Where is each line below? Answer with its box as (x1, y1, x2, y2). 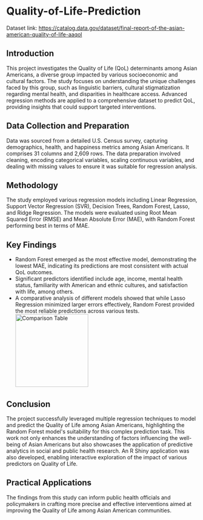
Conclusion (6, 399, 51, 409)
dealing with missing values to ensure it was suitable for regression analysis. (6, 163, 198, 170)
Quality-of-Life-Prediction (6, 4, 141, 18)
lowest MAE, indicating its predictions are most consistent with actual (15, 262, 188, 269)
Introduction (6, 49, 55, 59)
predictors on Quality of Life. (6, 460, 78, 467)
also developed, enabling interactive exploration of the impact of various (6, 454, 187, 461)
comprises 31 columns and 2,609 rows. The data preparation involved (6, 150, 181, 157)
